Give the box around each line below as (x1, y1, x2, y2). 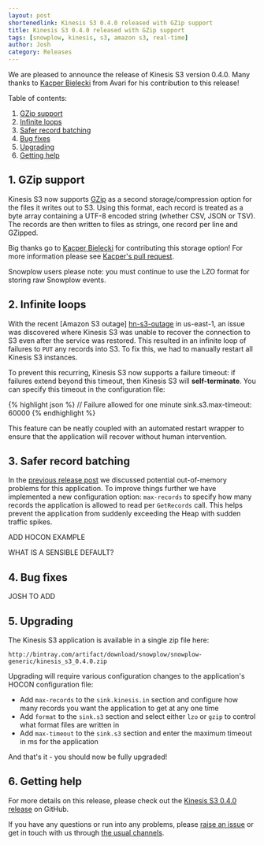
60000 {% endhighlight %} (8, 408, 96, 418)
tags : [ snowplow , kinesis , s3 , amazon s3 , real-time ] (8, 33, 189, 42)
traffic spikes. (8, 517, 53, 527)
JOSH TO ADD (8, 592, 56, 601)
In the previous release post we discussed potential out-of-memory (8, 475, 227, 485)
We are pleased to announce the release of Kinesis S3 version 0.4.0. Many (8, 70, 251, 79)
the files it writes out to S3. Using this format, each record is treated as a (8, 203, 244, 212)
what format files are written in (19, 720, 120, 730)
